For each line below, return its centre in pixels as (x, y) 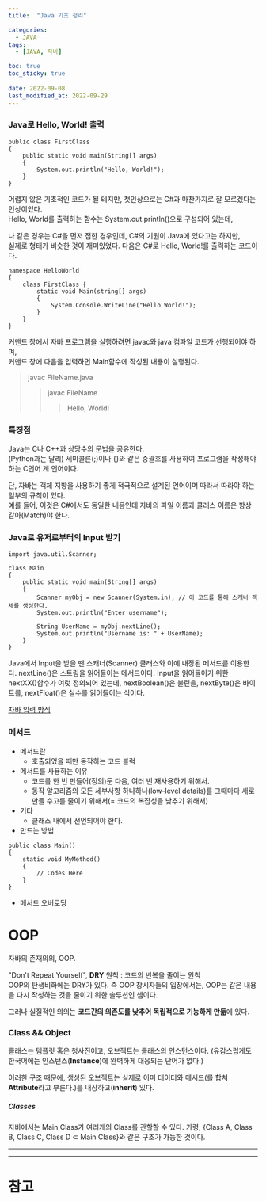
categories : (28, 30)
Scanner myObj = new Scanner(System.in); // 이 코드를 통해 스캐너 (143, 598)
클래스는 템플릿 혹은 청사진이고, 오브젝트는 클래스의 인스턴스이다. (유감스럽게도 (130, 1050)
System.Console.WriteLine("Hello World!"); (123, 305)
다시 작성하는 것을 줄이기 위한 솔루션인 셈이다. (87, 994)
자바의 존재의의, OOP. (42, 958)
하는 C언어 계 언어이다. (44, 469)
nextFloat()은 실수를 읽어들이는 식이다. (85, 693)
